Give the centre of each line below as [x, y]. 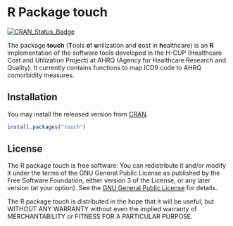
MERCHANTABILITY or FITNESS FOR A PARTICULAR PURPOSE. [100, 217]
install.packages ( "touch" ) [47, 127]
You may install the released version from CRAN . [78, 114]
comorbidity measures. [41, 75]
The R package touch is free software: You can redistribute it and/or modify [117, 166]
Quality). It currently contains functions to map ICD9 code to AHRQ [105, 67]
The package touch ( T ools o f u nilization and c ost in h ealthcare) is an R [111, 45]
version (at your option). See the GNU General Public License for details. [112, 188]
